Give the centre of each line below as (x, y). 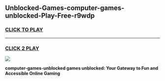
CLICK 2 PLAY (22, 48)
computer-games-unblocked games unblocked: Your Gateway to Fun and (82, 68)
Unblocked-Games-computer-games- (65, 8)
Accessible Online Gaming (33, 73)
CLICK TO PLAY (24, 30)
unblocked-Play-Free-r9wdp (50, 16)
